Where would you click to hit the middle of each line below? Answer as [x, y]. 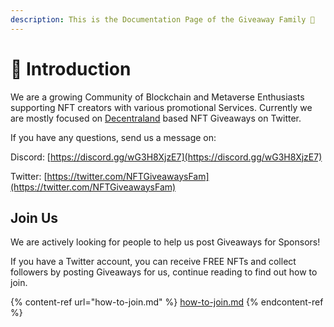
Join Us [34, 217]
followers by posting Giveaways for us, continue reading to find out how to [164, 272]
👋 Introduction [71, 68]
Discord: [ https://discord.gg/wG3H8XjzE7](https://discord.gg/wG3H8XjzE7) [166, 157]
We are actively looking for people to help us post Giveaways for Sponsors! [165, 242]
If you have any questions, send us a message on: [113, 137]
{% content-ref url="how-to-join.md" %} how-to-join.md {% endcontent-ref [167, 302]
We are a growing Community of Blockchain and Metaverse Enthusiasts [157, 97]
